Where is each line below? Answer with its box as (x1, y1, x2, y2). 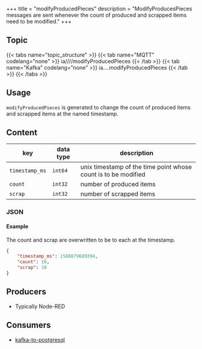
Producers (6, 287, 47, 297)
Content (6, 127, 38, 138)
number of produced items (80, 180, 156, 189)
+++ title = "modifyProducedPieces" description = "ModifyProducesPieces (6, 5, 192, 12)
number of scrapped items (80, 190, 155, 198)
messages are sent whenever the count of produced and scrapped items (6, 11, 187, 19)
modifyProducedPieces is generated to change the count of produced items (6, 103, 191, 111)
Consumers (6, 320, 51, 330)
